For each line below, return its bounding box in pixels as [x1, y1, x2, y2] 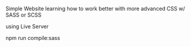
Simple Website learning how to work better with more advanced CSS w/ [5, 5, 185, 12]
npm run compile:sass [5, 35, 60, 41]
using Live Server [5, 23, 49, 30]
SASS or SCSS [5, 11, 42, 18]
